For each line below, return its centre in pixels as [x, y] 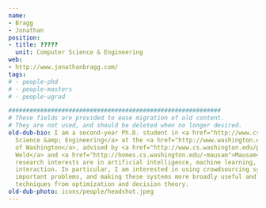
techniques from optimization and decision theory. [103, 184]
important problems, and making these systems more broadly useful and [136, 177]
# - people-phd [33, 81]
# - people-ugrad [37, 96]
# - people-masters [40, 89]
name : [17, 15]
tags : [17, 74]
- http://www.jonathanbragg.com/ [63, 67]
